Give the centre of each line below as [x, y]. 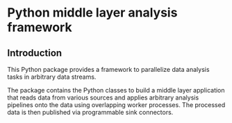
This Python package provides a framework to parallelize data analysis [108, 69]
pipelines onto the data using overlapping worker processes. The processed [116, 105]
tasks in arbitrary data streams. [52, 77]
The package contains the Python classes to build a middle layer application [116, 90]
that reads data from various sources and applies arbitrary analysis [103, 97]
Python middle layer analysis [92, 13]
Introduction [35, 53]
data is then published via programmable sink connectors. [90, 112]
